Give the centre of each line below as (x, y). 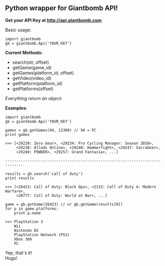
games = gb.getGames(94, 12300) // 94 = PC (51, 130)
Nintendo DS (26, 230)
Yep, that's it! (19, 253)
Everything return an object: (34, 98)
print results (20, 178)
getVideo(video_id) (32, 78)
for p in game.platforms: (32, 209)
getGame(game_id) (32, 67)
